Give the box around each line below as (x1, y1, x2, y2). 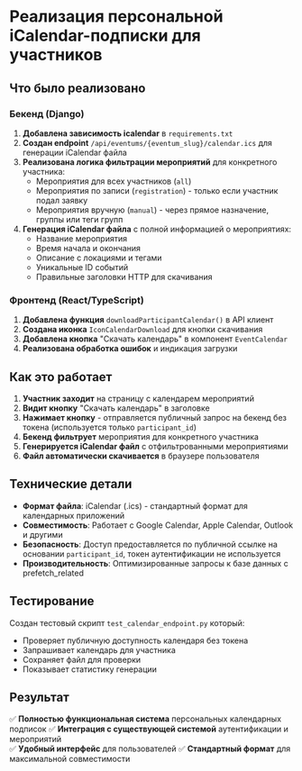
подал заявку (35, 195, 88, 205)
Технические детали (9, 476, 133, 492)
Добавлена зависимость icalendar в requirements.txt (22, 128, 233, 139)
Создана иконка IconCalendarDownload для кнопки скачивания (22, 324, 263, 335)
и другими (22, 529, 63, 540)
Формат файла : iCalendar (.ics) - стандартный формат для (22, 500, 248, 511)
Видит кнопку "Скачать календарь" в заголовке (22, 403, 210, 413)
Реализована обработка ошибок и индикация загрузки (22, 343, 238, 354)
